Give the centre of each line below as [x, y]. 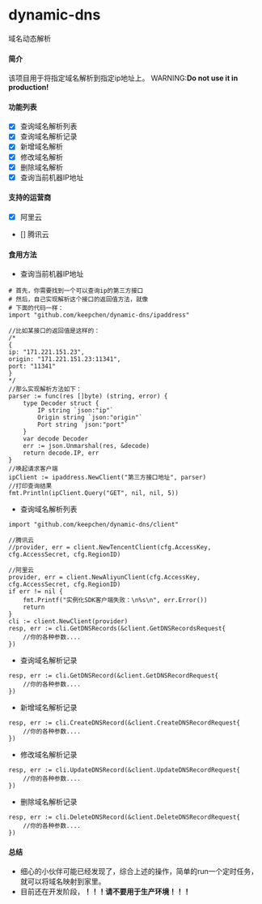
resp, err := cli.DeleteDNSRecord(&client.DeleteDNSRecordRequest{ [125, 817]
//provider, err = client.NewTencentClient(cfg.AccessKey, [110, 548]
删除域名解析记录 [49, 802]
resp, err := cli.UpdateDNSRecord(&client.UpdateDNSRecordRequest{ [125, 770]
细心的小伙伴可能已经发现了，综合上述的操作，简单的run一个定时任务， [139, 872]
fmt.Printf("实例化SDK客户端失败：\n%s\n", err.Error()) [115, 601]
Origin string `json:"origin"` [90, 418]
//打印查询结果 [30, 486]
